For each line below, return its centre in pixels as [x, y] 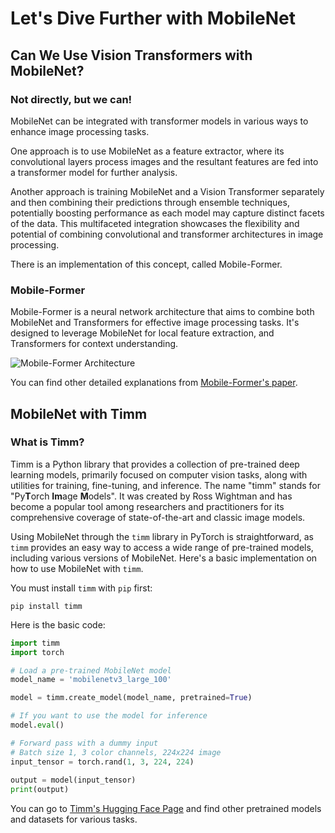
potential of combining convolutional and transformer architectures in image [167, 234]
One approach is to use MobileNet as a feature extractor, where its [147, 151]
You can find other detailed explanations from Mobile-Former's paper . [154, 383]
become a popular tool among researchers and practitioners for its [147, 506]
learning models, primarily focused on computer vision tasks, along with [159, 474]
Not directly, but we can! [71, 99]
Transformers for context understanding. [94, 344]
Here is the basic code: [58, 624]
